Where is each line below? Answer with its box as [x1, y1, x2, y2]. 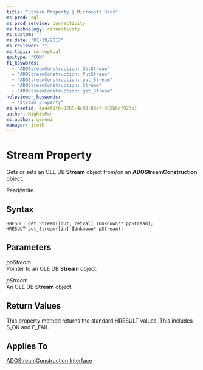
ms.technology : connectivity [6, 26, 80, 32]
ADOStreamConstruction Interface [6, 357, 92, 365]
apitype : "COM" [6, 54, 45, 60]
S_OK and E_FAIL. [6, 323, 50, 330]
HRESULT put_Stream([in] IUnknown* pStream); [6, 226, 123, 232]
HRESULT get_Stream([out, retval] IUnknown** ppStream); [6, 220, 154, 226]
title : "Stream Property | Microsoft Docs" [6, 9, 119, 15]
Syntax [6, 204, 34, 215]
